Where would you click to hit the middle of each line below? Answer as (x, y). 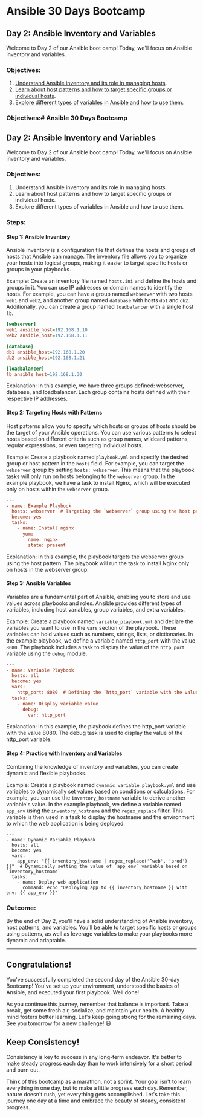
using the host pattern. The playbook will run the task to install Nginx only (98, 563)
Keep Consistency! (43, 1042)
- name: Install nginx (46, 528)
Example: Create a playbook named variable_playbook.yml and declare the (100, 621)
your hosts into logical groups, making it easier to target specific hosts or (97, 263)
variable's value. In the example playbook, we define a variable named (94, 804)
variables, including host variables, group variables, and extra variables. (96, 609)
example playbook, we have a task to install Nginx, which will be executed (98, 482)
